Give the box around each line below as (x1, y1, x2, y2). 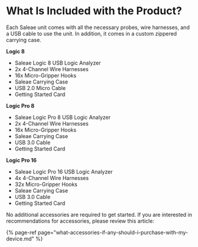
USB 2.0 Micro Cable (14, 84, 66, 91)
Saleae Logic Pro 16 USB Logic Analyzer (14, 168, 113, 175)
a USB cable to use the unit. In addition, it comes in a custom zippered (6, 30, 177, 37)
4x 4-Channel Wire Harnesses (14, 174, 89, 181)
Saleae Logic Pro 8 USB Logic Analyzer (14, 114, 111, 121)
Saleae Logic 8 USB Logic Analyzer (14, 59, 101, 66)
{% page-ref (6, 229, 37, 236)
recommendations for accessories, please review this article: (6, 217, 155, 224)
